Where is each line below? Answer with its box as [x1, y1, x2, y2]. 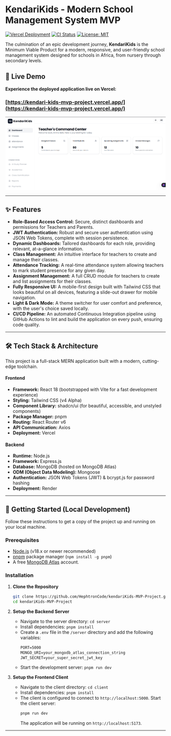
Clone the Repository [12, 583, 59, 590]
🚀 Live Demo [5, 72, 46, 81]
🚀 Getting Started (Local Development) [5, 505, 131, 513]
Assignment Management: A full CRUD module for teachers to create [12, 273, 160, 279]
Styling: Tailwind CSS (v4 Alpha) [12, 397, 82, 403]
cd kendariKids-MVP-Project [12, 599, 72, 604]
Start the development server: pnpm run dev [20, 665, 112, 671]
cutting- [142, 358, 159, 364]
